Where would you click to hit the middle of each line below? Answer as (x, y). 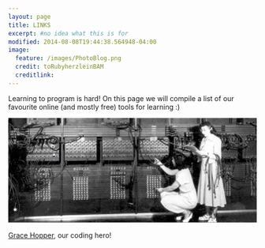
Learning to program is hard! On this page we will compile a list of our (121, 98)
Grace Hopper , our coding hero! (60, 235)
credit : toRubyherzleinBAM (60, 67)
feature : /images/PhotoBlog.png (69, 58)
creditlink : (35, 75)
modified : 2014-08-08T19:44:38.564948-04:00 (82, 42)
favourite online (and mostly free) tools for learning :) (94, 107)
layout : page (30, 17)
